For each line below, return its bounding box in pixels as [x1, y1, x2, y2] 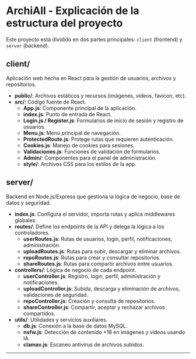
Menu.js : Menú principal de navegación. [23, 129, 121, 136]
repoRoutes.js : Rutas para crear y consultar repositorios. [23, 254, 161, 261]
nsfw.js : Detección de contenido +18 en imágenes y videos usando [23, 329, 185, 336]
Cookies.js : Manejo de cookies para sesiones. [23, 141, 135, 149]
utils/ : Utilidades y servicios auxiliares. [14, 316, 108, 323]
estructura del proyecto [6, 16, 123, 30]
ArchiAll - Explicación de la [6, 4, 139, 18]
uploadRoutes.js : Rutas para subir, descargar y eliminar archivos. [23, 247, 181, 255]
